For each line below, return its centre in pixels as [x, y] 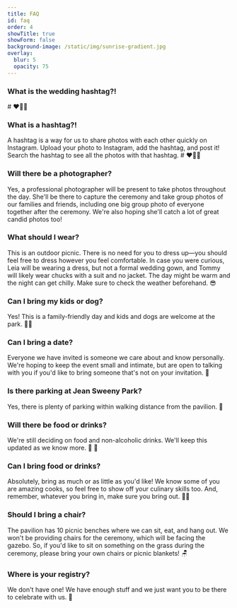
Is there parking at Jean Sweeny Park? [75, 391]
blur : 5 [25, 60]
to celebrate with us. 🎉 [40, 597]
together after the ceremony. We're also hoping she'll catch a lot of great [113, 211]
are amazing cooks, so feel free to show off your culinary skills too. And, [112, 489]
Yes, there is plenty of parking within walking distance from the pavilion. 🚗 [115, 407]
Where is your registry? [49, 574]
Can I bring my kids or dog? [56, 301]
